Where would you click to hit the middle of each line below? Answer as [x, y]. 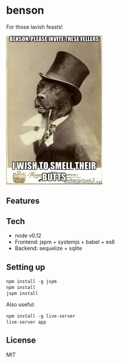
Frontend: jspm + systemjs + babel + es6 [65, 242]
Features [23, 201]
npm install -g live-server [41, 316]
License [21, 340]
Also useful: [21, 304]
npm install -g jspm [32, 281]
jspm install [22, 293]
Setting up [26, 267]
